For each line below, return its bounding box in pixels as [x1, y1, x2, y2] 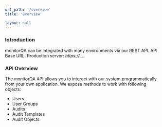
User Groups [12, 101, 38, 107]
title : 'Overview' [5, 12, 42, 17]
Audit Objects [12, 116, 40, 122]
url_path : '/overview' [5, 7, 51, 12]
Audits [12, 106, 25, 112]
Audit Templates [12, 111, 45, 117]
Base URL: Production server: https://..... [5, 53, 86, 58]
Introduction [5, 36, 35, 43]
